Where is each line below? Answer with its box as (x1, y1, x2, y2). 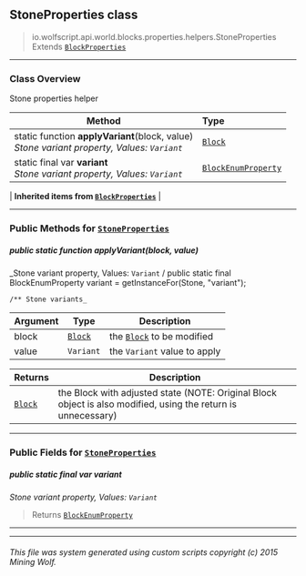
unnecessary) (57, 409, 117, 421)
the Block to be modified (108, 330, 214, 342)
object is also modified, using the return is (57, 398, 237, 410)
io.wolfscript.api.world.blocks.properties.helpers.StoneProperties (31, 31, 277, 42)
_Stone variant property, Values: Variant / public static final (9, 268, 232, 278)
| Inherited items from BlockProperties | (9, 191, 161, 202)
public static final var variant (9, 469, 123, 480)
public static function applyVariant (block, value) (9, 245, 199, 256)
